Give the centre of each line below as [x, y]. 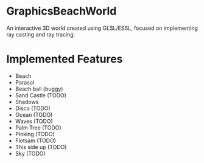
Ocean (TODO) [34, 114]
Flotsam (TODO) [36, 140]
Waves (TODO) [34, 121]
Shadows [27, 102]
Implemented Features [65, 59]
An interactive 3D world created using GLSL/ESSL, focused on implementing [102, 28]
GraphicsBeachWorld [62, 11]
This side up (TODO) [41, 147]
